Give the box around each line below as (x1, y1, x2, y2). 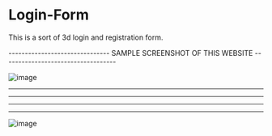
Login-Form (8, 6, 89, 24)
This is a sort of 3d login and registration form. (8, 32, 164, 42)
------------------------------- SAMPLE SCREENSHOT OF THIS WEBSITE (8, 48, 253, 57)
